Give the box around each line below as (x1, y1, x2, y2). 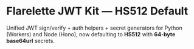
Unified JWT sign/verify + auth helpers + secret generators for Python (6, 24, 182, 31)
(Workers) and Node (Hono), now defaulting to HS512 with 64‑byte (6, 30, 176, 38)
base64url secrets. (6, 37, 55, 44)
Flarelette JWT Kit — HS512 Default (6, 4, 189, 18)
